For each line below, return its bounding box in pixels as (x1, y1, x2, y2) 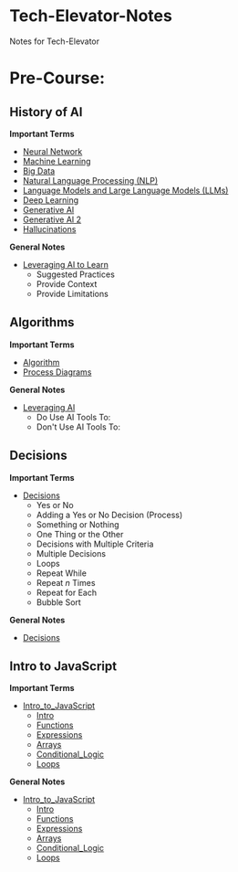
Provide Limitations (36, 288, 109, 299)
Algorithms (9, 314, 75, 330)
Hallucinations (22, 223, 77, 234)
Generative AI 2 (22, 214, 82, 225)
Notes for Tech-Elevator (9, 36, 100, 47)
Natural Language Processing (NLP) (22, 175, 159, 186)
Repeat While (36, 568, 87, 579)
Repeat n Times (36, 577, 96, 588)
